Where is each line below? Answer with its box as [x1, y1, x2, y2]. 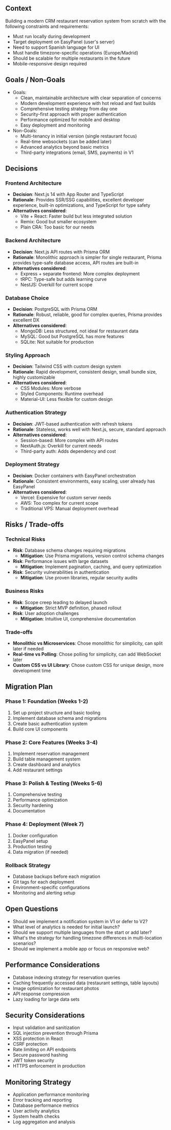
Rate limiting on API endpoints [12, 1047, 76, 1053]
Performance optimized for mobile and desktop [20, 116, 120, 122]
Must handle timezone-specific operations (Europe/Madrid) [12, 49, 138, 56]
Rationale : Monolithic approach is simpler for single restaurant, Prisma [12, 254, 162, 260]
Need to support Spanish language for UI [12, 44, 100, 50]
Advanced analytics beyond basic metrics [20, 144, 109, 150]
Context [5, 4, 32, 13]
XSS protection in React [12, 1035, 63, 1041]
